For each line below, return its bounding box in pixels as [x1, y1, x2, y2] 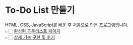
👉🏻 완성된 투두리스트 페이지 [5, 28, 61, 34]
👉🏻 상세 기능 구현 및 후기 [5, 34, 55, 40]
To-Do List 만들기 [5, 4, 75, 16]
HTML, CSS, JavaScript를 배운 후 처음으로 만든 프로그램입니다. [5, 22, 129, 28]
